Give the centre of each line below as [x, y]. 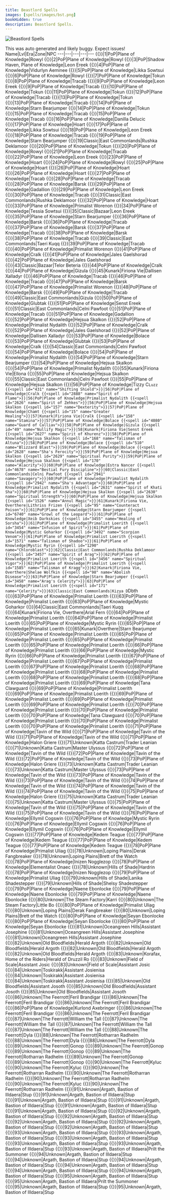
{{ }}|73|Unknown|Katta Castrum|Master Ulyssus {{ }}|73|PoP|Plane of [78, 770]
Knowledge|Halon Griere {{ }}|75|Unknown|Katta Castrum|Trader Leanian [82, 797]
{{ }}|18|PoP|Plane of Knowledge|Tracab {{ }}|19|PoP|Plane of [69, 135]
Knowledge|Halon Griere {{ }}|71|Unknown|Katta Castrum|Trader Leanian [81, 743]
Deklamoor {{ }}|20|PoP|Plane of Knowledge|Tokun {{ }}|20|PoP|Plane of [80, 146]
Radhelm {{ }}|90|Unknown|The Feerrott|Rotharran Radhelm [67, 1079]
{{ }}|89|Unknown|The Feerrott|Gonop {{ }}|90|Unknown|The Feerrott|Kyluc [83, 1062]
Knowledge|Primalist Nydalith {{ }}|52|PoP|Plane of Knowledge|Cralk [77, 325]
